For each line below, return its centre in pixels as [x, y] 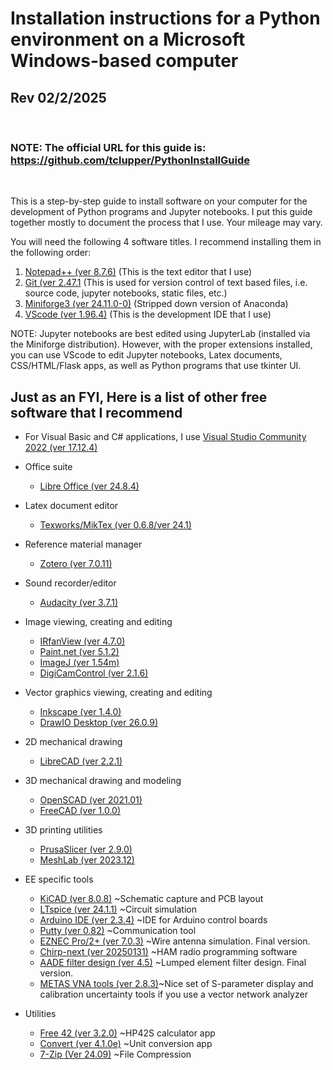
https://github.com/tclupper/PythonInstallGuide [130, 160]
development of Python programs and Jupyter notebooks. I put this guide [161, 212]
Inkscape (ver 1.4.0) [80, 712]
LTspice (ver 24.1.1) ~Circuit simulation [118, 909]
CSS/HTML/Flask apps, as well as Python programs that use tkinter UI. [156, 366]
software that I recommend [96, 412]
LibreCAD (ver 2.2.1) [81, 761]
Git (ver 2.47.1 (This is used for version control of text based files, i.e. [166, 283]
